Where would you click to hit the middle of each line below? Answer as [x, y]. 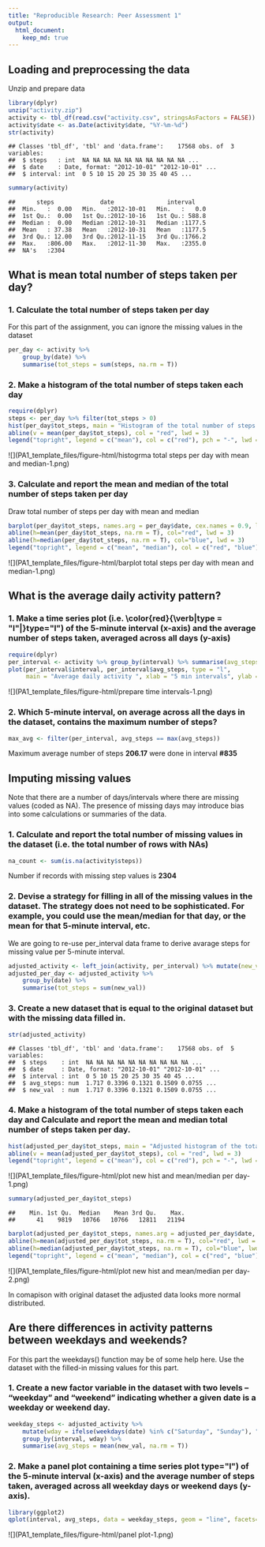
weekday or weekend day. [59, 1408]
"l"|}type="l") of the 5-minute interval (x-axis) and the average [132, 629]
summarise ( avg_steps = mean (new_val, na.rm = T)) [106, 1446]
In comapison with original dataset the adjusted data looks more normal [124, 1294]
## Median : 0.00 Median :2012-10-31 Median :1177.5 [107, 223]
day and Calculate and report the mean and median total [118, 1120]
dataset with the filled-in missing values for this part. [93, 1368]
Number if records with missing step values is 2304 [93, 876]
